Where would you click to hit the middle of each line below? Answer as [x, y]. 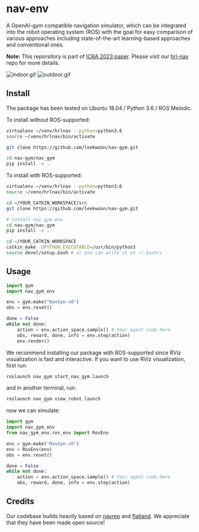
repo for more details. [33, 63]
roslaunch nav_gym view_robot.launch [54, 399]
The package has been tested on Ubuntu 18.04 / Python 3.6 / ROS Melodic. [99, 108]
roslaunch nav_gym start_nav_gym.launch [58, 376]
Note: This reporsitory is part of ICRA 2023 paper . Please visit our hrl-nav [97, 56]
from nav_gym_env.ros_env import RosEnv [58, 433]
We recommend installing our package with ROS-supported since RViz [94, 353]
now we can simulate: [33, 411]
